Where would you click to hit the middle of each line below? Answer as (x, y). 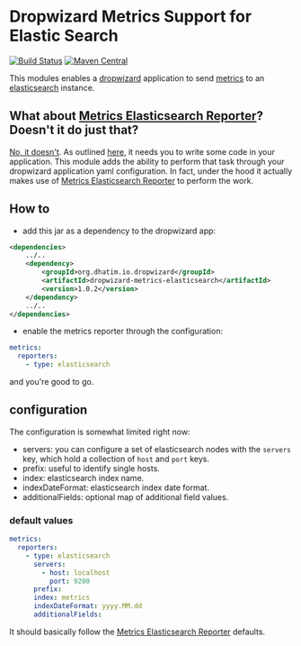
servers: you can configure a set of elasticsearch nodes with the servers (157, 449)
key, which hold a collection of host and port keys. (115, 459)
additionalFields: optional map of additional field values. (125, 496)
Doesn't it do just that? (74, 130)
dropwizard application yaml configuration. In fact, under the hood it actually (151, 171)
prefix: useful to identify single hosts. (91, 468)
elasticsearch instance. (52, 87)
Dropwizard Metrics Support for (131, 17)
